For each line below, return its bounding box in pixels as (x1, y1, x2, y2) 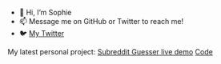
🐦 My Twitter (18, 29, 65, 38)
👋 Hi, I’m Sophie (18, 8, 72, 17)
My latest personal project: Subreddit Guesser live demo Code (7, 47, 213, 56)
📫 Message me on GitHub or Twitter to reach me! (18, 17, 184, 26)
